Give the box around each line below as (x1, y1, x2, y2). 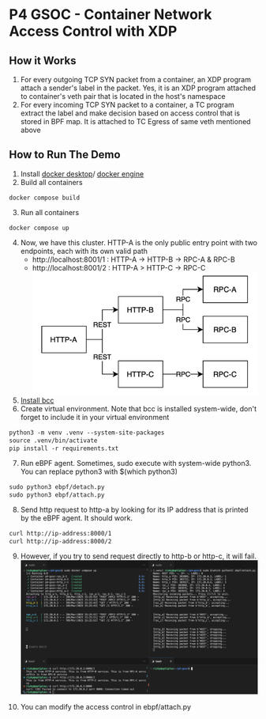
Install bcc (20, 395, 54, 405)
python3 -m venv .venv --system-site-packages (9, 429, 165, 437)
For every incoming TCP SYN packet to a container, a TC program (20, 100, 235, 109)
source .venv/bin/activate (9, 437, 98, 445)
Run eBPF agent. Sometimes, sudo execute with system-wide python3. (20, 459, 252, 468)
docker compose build (9, 194, 81, 202)
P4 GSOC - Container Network (9, 6, 212, 24)
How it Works (9, 54, 77, 67)
